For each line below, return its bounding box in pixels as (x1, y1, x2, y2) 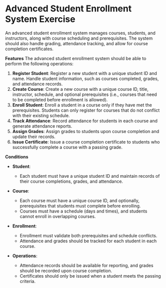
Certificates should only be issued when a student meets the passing (19, 273, 161, 279)
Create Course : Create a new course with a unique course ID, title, (12, 86, 149, 92)
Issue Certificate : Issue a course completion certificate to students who (12, 139, 160, 144)
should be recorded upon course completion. (19, 268, 112, 274)
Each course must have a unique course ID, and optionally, (19, 197, 140, 204)
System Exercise (5, 13, 76, 25)
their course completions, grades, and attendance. (19, 178, 123, 184)
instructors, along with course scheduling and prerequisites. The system (5, 35, 153, 41)
